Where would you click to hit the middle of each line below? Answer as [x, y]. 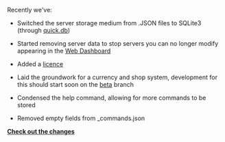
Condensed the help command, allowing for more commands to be [111, 98]
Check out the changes [41, 131]
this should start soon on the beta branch [75, 84]
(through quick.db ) [44, 30]
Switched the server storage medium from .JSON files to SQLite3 [109, 23]
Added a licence [40, 64]
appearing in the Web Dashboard [64, 51]
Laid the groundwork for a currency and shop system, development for [117, 77]
